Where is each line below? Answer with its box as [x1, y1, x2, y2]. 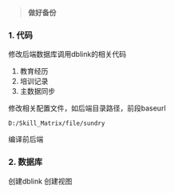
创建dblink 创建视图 [8, 176, 73, 186]
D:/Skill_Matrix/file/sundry [8, 119, 105, 127]
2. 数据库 [8, 156, 43, 167]
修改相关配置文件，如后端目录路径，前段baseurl [8, 103, 166, 113]
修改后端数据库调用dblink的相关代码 [8, 50, 126, 59]
